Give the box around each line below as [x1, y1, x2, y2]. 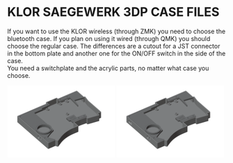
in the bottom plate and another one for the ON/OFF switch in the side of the [7, 49, 226, 58]
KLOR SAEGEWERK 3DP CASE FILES [7, 4, 220, 20]
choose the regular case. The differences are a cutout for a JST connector [7, 42, 220, 50]
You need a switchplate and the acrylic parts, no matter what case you [7, 64, 209, 72]
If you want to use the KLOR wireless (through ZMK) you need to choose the [7, 27, 226, 35]
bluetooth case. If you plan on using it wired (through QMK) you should [7, 34, 211, 42]
